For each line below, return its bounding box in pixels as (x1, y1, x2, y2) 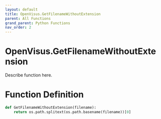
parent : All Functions (5, 16, 51, 21)
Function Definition (5, 89, 84, 100)
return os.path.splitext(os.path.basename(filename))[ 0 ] (14, 109, 131, 114)
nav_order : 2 (5, 25, 32, 30)
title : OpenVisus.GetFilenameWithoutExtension (5, 12, 101, 16)
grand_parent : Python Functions (5, 20, 70, 26)
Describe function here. (5, 72, 52, 78)
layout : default (5, 7, 38, 12)
